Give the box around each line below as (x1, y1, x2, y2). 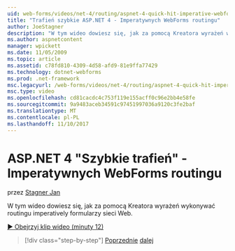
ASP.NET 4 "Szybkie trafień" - (7, 151, 187, 166)
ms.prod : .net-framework (7, 75, 80, 82)
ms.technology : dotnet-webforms (7, 68, 101, 75)
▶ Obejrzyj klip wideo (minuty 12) (7, 222, 104, 231)
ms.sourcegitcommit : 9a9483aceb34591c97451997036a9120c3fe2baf (7, 101, 196, 108)
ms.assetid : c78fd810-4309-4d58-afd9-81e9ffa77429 (7, 62, 158, 69)
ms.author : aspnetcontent (7, 36, 83, 43)
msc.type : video (7, 88, 55, 95)
